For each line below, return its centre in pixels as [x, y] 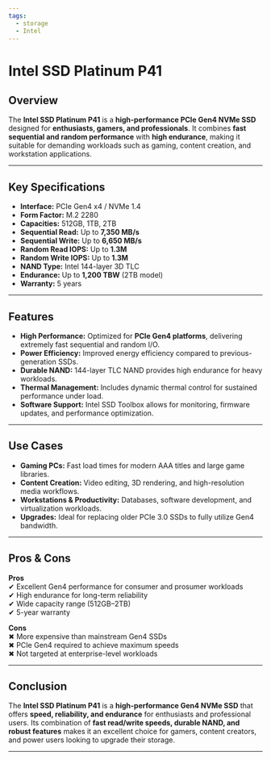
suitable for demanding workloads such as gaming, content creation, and [130, 145]
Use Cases [36, 446]
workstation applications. [50, 154]
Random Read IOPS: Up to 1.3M [73, 249]
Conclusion [38, 687]
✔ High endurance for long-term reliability [78, 595]
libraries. [35, 474]
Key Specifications [57, 187]
